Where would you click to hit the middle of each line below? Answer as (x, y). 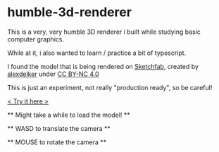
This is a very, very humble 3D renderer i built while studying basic (104, 32)
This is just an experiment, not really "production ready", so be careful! (110, 87)
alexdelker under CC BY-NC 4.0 (53, 74)
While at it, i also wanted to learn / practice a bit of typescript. (97, 53)
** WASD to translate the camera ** (59, 128)
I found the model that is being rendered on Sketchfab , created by (103, 66)
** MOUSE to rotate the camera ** (57, 142)
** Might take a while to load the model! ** (69, 115)
